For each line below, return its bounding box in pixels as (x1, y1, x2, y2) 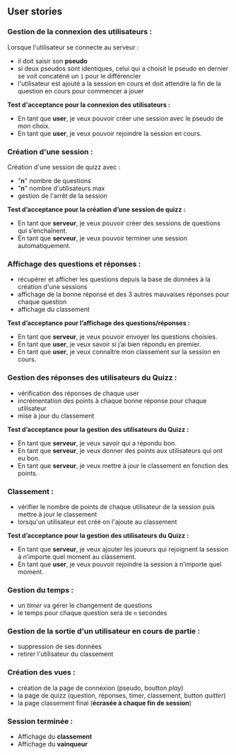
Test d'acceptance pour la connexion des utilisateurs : (7, 100, 171, 109)
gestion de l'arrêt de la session (17, 191, 108, 200)
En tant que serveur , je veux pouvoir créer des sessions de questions (17, 218, 221, 227)
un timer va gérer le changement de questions (17, 601, 153, 610)
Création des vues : (7, 667, 76, 677)
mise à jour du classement (17, 411, 95, 420)
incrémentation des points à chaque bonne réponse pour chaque (17, 396, 207, 405)
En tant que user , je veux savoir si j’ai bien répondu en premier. (17, 340, 201, 349)
